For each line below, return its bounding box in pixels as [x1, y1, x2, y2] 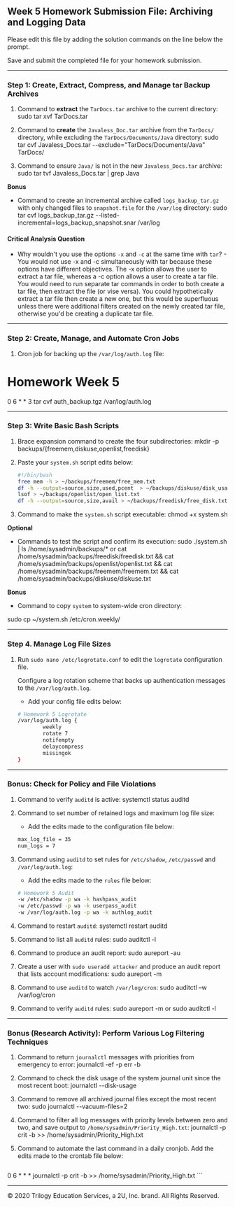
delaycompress [43, 743, 84, 750]
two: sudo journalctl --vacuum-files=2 [17, 1102, 128, 1111]
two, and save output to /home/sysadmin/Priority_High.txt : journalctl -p [17, 1123, 226, 1132]
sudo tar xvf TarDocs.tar [17, 112, 88, 121]
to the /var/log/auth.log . [17, 684, 92, 692]
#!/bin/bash [17, 472, 52, 479]
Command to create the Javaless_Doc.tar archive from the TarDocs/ [17, 126, 215, 134]
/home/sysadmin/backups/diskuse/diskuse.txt [17, 574, 152, 583]
